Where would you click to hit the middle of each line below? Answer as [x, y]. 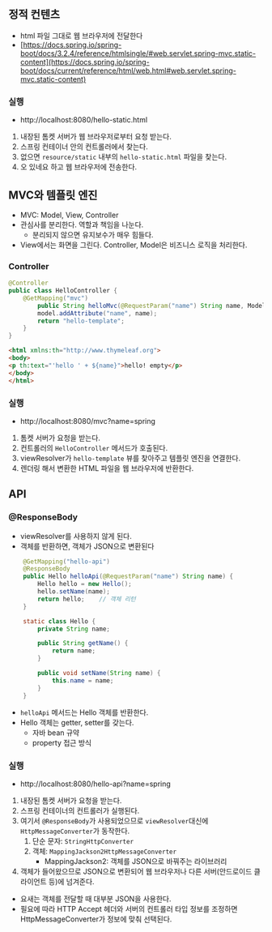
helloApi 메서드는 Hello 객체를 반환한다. [84, 712]
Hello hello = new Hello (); [85, 584]
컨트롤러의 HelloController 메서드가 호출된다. [94, 447]
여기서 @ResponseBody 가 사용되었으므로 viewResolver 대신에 [114, 820]
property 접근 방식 [62, 742]
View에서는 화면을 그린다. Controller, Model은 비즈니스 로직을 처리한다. [134, 245]
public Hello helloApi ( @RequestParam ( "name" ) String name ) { [128, 577]
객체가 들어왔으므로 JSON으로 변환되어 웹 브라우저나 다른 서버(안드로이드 [136, 871]
